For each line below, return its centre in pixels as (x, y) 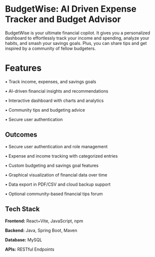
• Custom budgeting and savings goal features (52, 165)
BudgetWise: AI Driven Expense (71, 9)
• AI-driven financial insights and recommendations (57, 91)
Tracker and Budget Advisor (63, 19)
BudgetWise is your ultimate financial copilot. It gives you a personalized (78, 33)
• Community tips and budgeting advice (45, 110)
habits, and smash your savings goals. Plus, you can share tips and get (76, 43)
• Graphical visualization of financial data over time (56, 175)
